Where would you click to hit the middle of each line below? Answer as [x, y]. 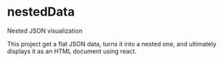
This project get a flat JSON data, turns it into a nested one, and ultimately [112, 44]
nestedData [41, 12]
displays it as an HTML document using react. [72, 51]
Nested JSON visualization [45, 31]
